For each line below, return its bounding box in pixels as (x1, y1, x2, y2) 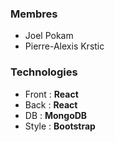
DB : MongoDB (24, 109, 88, 121)
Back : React (24, 98, 78, 111)
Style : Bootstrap (24, 120, 96, 132)
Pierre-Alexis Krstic (24, 40, 105, 52)
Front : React (24, 88, 79, 100)
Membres (10, 7, 58, 21)
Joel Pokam (24, 30, 74, 42)
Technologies (10, 65, 78, 79)
